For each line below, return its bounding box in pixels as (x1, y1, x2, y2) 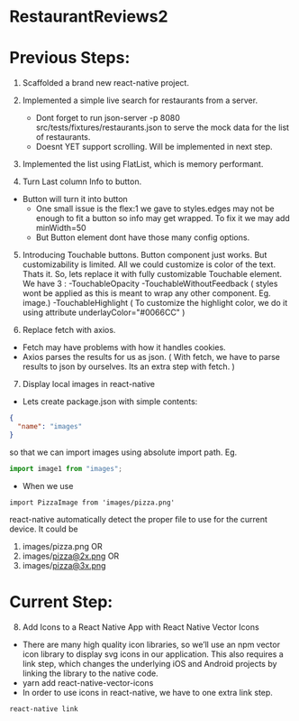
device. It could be (9, 523, 78, 534)
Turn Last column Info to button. (22, 176, 142, 187)
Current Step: (9, 591, 113, 612)
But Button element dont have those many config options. (35, 232, 250, 243)
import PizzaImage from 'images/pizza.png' (9, 498, 176, 507)
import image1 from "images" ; (9, 464, 123, 473)
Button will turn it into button (22, 194, 128, 205)
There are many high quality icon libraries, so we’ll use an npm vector (22, 639, 281, 650)
